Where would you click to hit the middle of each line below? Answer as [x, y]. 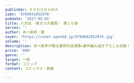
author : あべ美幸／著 [25, 32]
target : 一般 [18, 60]
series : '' [16, 28]
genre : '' [15, 55]
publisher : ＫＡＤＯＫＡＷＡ [32, 10]
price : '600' [18, 50]
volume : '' [16, 41]
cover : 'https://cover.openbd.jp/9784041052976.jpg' [60, 37]
